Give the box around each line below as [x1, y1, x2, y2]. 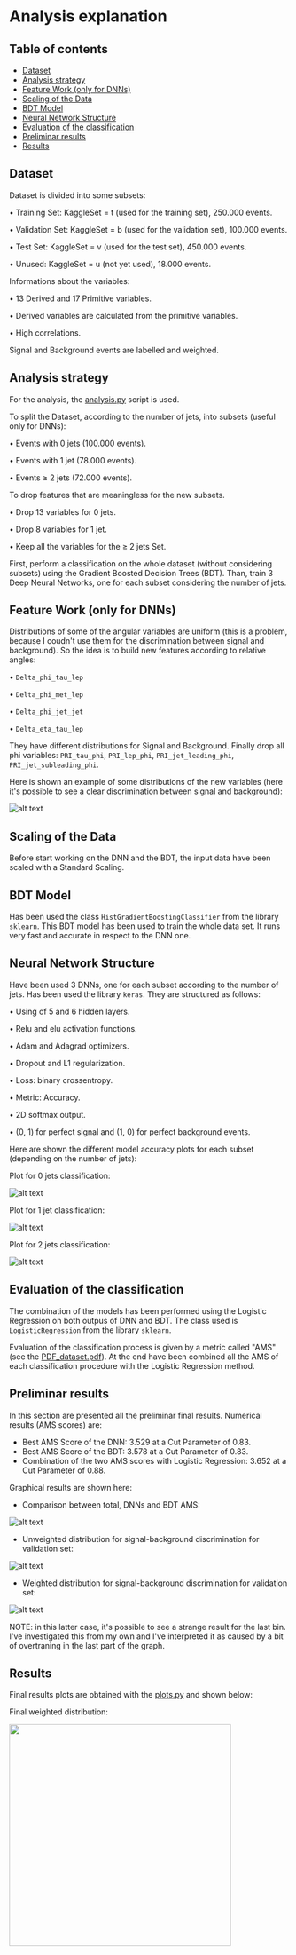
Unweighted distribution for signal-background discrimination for [21, 1533, 260, 1544]
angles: [9, 654, 36, 665]
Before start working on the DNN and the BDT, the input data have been [9, 852, 271, 863]
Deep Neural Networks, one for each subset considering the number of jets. [9, 577, 287, 588]
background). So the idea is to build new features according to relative [9, 645, 267, 656]
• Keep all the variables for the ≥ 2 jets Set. [9, 541, 167, 551]
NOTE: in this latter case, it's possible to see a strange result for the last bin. [9, 1621, 286, 1632]
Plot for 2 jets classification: [9, 1239, 111, 1249]
